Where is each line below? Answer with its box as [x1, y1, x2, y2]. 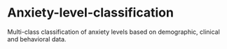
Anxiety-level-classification [7, 5, 174, 21]
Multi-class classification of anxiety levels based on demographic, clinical [7, 28, 221, 36]
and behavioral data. [7, 35, 67, 43]
